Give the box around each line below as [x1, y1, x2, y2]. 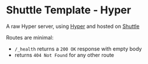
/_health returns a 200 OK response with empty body [14, 45, 142, 52]
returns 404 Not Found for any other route [14, 51, 115, 58]
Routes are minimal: [6, 34, 54, 41]
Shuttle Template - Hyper [6, 3, 132, 17]
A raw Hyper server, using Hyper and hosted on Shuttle [6, 23, 140, 30]
